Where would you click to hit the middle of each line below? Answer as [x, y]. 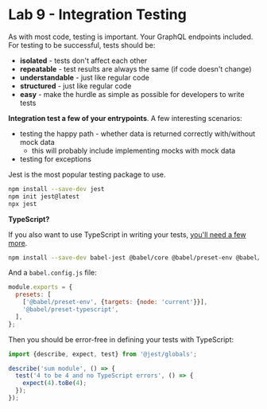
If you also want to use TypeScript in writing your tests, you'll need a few [127, 234]
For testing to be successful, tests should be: [82, 45]
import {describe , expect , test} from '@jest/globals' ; [103, 354]
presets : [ [33, 295]
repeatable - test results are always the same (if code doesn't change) [135, 68]
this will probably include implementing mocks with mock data [133, 150]
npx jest [23, 204]
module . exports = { [41, 287]
